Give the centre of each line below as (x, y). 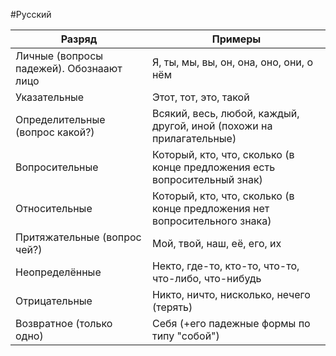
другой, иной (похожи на (212, 126)
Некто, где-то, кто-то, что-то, (225, 266)
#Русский (31, 14)
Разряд (79, 39)
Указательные (50, 97)
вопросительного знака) (211, 221)
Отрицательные (54, 301)
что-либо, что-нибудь (206, 278)
